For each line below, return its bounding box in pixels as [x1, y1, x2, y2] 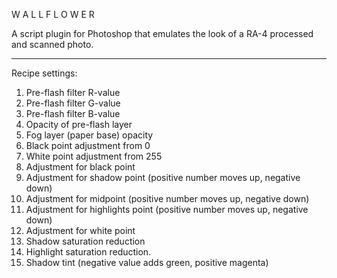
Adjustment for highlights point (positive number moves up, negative [25, 204, 309, 215]
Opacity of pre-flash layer [25, 119, 133, 130]
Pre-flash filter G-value [25, 97, 121, 109]
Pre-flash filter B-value [25, 108, 121, 119]
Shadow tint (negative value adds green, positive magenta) [25, 257, 269, 268]
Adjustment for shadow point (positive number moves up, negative [25, 172, 301, 183]
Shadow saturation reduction [25, 235, 146, 247]
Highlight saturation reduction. [25, 246, 152, 258]
